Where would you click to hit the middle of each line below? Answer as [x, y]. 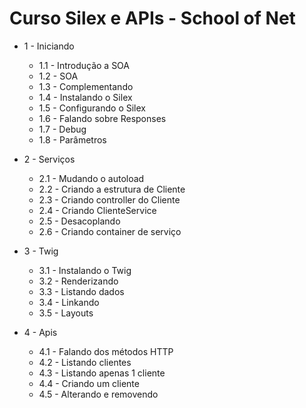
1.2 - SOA [58, 76]
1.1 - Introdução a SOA [84, 65]
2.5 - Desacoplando [79, 221]
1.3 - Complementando [86, 86]
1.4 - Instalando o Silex [85, 97]
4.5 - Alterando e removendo [98, 394]
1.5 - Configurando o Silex [92, 108]
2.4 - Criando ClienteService [97, 210]
